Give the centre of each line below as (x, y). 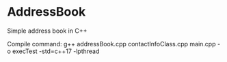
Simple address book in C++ (47, 31)
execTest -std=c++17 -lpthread (56, 51)
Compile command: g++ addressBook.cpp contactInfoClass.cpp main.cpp (111, 44)
